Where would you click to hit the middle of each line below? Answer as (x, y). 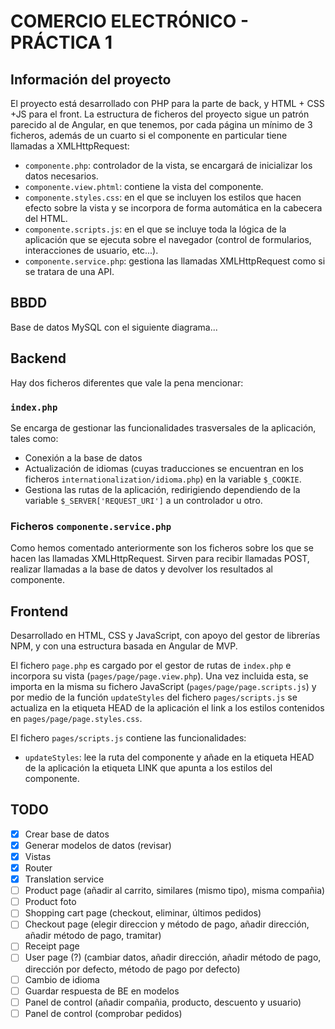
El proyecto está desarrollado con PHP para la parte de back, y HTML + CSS (167, 103)
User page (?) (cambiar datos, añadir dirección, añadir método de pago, (173, 957)
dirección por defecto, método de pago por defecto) (132, 969)
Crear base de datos (67, 834)
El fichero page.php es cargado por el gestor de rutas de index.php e (151, 666)
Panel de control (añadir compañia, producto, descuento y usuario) (163, 1002)
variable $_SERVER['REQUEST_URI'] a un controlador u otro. (143, 500)
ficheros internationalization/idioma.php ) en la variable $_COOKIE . (163, 479)
